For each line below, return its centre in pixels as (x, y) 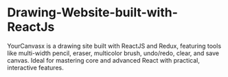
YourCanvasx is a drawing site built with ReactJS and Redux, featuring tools (114, 46)
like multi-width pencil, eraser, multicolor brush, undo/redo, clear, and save (113, 53)
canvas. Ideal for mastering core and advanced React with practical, (104, 60)
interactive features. (35, 67)
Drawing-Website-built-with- (93, 13)
